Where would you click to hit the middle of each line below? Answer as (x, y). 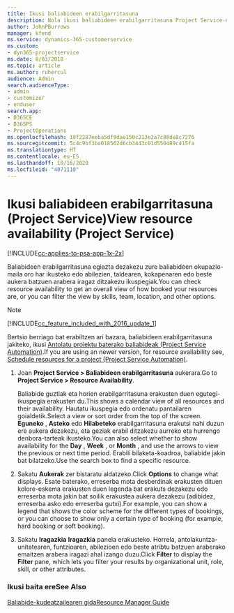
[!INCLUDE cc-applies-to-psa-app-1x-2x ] (66, 253)
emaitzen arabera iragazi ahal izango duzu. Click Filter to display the (115, 554)
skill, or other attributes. (51, 569)
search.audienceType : (39, 85)
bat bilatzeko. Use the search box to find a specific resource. (104, 460)
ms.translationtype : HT (42, 150)
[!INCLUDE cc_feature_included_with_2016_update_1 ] (82, 323)
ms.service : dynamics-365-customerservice (70, 40)
